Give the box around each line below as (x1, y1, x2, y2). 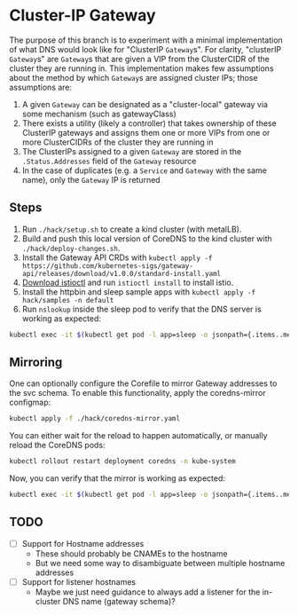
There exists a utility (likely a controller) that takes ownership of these (21, 117, 277, 129)
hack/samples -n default (21, 296, 114, 304)
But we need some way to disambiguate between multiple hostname (35, 557, 286, 568)
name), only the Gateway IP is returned (21, 174, 161, 185)
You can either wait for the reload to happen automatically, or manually (9, 430, 268, 441)
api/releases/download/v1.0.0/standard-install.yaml (21, 269, 222, 278)
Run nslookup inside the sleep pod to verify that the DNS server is (21, 304, 262, 314)
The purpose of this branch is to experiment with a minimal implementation (9, 35, 284, 45)
